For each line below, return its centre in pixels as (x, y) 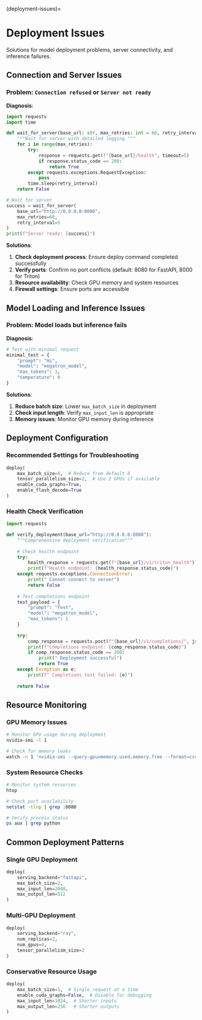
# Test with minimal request (43, 349)
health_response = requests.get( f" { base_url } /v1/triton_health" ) (112, 563)
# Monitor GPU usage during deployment (56, 735)
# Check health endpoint (48, 552)
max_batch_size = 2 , (40, 883)
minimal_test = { (28, 355)
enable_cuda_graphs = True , (50, 485)
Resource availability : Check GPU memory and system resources (96, 282)
